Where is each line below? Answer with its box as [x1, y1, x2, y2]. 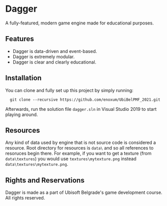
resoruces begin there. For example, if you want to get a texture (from [5, 151, 152, 157]
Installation [5, 74, 42, 82]
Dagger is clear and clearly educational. [12, 59, 97, 65]
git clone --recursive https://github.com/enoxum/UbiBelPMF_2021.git [10, 97, 160, 102]
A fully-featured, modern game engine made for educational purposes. [5, 20, 154, 26]
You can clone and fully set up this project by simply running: [5, 87, 134, 93]
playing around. [5, 111, 38, 117]
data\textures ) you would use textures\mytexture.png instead [5, 156, 136, 162]
